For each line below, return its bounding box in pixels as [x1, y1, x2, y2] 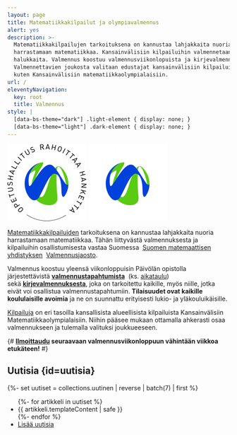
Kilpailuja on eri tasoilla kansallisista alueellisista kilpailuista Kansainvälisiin [7, 308, 224, 316]
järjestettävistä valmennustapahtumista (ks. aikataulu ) [7, 272, 169, 280]
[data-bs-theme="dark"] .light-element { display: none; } [13, 116, 191, 123]
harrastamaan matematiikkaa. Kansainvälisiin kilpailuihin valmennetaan [13, 49, 232, 56]
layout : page [7, 11, 46, 18]
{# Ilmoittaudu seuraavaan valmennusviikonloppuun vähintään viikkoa [7, 337, 219, 345]
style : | [7, 108, 33, 116]
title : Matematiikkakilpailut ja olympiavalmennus [7, 18, 159, 26]
